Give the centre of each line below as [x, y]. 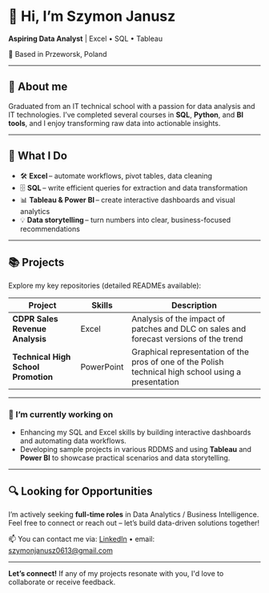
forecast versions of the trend [187, 339]
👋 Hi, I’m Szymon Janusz [92, 16]
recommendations [50, 228]
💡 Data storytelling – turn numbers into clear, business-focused [125, 220]
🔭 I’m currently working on [61, 414]
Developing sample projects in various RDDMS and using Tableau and [136, 449]
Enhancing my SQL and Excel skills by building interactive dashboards [135, 432]
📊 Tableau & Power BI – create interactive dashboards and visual [127, 200]
